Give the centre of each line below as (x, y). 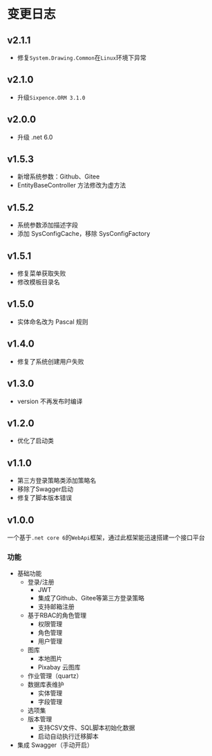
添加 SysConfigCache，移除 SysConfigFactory (84, 234)
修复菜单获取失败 (41, 273)
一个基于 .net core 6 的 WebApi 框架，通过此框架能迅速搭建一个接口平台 (106, 537)
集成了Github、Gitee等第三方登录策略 (91, 598)
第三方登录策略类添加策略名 (57, 481)
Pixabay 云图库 (59, 667)
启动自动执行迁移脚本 (68, 737)
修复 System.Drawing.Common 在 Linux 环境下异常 (81, 57)
